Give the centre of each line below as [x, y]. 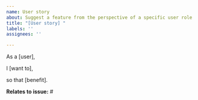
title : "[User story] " [36, 23]
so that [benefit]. [27, 80]
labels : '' [20, 29]
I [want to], [20, 68]
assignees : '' [24, 34]
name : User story [28, 12]
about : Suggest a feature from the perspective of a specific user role [99, 17]
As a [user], [21, 57]
